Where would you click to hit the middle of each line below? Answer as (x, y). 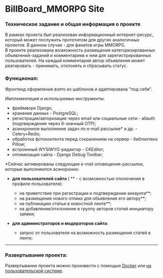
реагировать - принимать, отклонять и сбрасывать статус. (66, 66)
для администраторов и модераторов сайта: (60, 223)
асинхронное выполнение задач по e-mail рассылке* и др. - (75, 129)
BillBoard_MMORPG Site (55, 9)
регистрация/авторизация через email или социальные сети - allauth (83, 118)
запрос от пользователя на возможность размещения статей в (85, 233)
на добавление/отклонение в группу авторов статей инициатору (86, 208)
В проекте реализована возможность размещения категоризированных (80, 50)
